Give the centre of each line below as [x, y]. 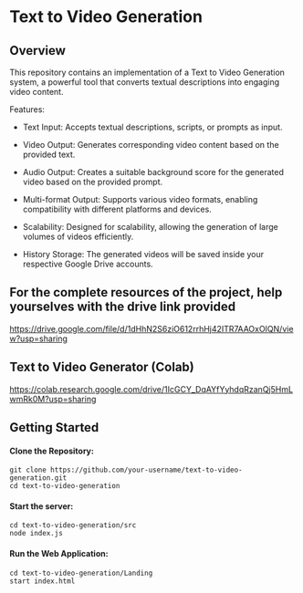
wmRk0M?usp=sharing [53, 399]
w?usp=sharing [39, 338]
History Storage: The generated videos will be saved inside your [143, 254]
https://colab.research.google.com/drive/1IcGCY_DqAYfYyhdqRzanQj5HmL [151, 389]
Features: [27, 109]
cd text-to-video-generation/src [73, 525]
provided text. [49, 154]
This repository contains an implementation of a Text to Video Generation [147, 72]
